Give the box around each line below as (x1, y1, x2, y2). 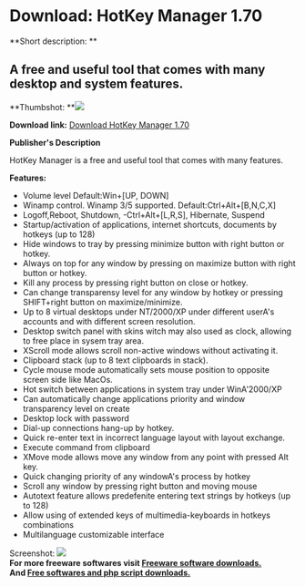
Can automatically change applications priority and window (22, 393, 246, 404)
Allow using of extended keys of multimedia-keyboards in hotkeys (22, 510, 271, 520)
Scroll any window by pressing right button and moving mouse (22, 480, 258, 491)
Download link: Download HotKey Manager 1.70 (9, 119, 189, 130)
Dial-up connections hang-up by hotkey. (22, 422, 175, 433)
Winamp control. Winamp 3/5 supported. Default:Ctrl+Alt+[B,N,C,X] (22, 200, 276, 211)
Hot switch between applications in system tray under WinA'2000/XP (22, 384, 282, 395)
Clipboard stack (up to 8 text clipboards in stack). (22, 355, 208, 366)
